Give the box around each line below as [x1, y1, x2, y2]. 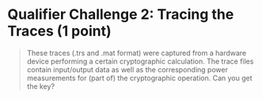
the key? [26, 81, 55, 91]
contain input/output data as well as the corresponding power [26, 64, 229, 74]
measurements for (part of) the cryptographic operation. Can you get [26, 73, 253, 82]
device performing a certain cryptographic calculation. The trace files [26, 57, 254, 66]
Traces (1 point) [7, 22, 112, 40]
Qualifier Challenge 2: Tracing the [7, 5, 234, 24]
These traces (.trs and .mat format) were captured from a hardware [26, 48, 247, 57]
